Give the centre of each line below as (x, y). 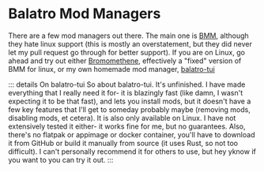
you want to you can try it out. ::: (61, 159)
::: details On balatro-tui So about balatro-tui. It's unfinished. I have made (127, 84)
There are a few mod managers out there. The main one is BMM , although (128, 36)
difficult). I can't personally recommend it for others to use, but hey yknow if (132, 151)
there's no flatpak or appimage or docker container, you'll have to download (132, 134)
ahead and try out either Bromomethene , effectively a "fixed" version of (125, 61)
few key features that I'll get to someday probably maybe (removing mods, (129, 109)
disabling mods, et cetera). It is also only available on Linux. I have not (122, 118)
